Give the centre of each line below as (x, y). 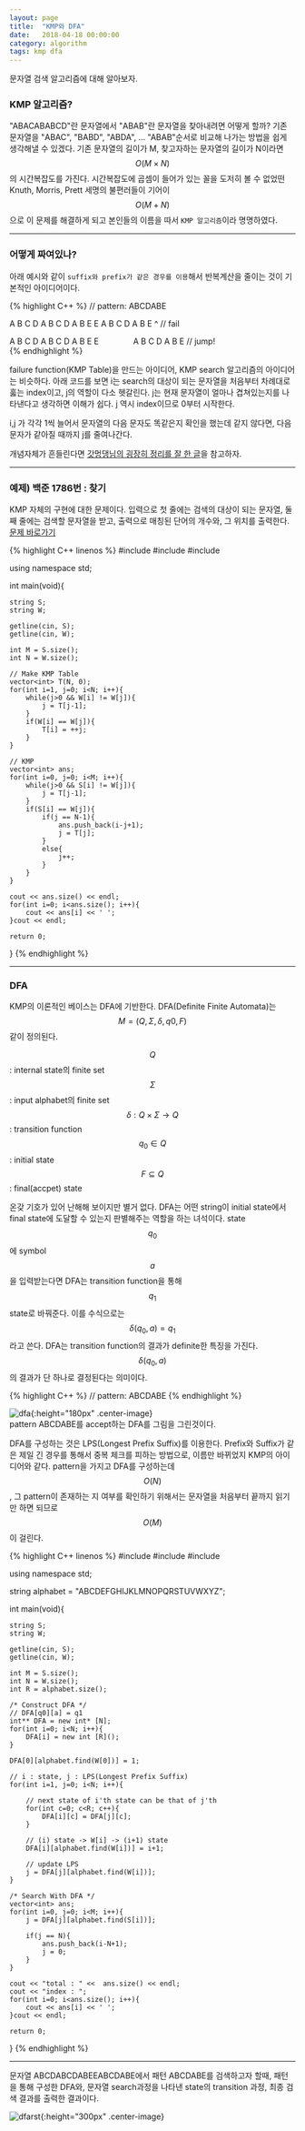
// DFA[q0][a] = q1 (46, 1714)
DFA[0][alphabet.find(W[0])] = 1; (75, 1761)
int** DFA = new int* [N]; (60, 1721)
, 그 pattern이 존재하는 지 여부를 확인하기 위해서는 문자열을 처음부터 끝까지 (142, 1496)
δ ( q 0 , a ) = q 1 (152, 1329)
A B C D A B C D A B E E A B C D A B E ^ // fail (94, 323)
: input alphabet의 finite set (60, 1101)
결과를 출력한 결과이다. (59, 2098)
